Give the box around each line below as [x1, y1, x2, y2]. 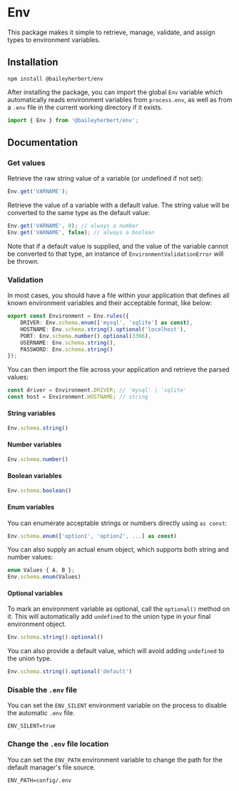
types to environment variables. [7, 35, 101, 44]
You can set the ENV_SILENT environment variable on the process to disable [7, 701, 227, 710]
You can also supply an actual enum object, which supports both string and [7, 545, 230, 554]
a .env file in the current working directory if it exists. [7, 103, 163, 111]
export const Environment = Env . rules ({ [7, 312, 130, 320]
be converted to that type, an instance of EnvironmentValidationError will [7, 249, 224, 258]
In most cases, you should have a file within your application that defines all [7, 291, 230, 300]
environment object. [7, 620, 66, 629]
